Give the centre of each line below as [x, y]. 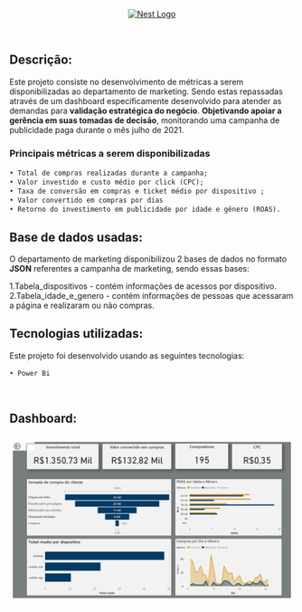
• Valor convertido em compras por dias [87, 201]
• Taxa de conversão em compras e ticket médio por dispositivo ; [137, 191]
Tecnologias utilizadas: [76, 334]
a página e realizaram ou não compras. [82, 305]
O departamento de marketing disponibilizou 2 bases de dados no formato [148, 259]
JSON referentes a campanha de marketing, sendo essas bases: [130, 268]
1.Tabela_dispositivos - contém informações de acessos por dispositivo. [143, 286]
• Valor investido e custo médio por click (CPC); [107, 182]
